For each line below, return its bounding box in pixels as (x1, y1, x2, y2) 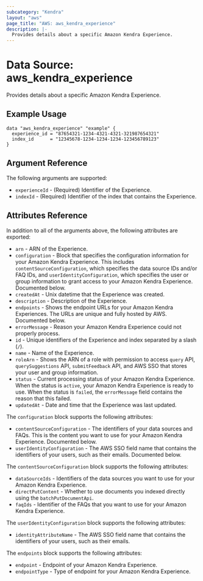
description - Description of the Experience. (15, 297, 128, 304)
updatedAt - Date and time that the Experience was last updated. (15, 401, 177, 408)
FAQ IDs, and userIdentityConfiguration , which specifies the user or (15, 271, 189, 279)
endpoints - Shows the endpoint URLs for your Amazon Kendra (15, 304, 174, 311)
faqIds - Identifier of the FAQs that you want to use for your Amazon (15, 500, 187, 508)
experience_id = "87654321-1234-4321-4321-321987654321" (12, 130, 160, 137)
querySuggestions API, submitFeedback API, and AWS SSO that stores (15, 362, 188, 369)
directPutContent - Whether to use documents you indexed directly (15, 487, 185, 495)
